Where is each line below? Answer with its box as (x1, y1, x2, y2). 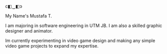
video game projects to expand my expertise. (5, 43, 99, 48)
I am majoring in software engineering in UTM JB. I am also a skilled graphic (5, 22, 162, 28)
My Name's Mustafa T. (5, 13, 52, 18)
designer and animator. (5, 28, 53, 33)
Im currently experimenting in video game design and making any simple (5, 37, 155, 43)
